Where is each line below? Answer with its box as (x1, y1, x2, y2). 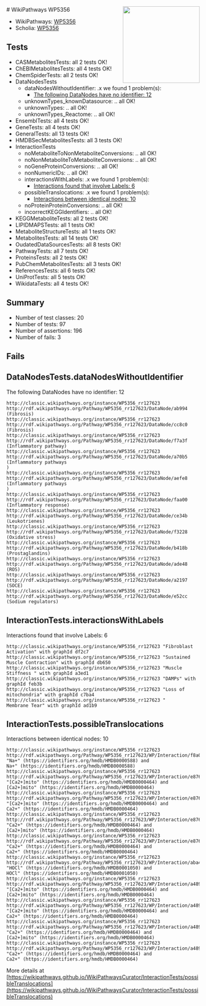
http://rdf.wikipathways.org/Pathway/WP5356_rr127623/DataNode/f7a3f (6, 438, 188, 444)
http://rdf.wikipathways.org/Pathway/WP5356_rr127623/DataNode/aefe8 (6, 475, 188, 481)
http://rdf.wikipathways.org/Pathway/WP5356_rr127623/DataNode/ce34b (6, 513, 188, 519)
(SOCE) (6, 582, 23, 589)
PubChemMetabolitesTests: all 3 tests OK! (15, 260, 121, 267)
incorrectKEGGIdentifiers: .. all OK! (24, 208, 112, 215)
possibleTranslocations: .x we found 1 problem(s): (24, 188, 150, 196)
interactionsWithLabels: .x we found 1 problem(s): (24, 175, 150, 183)
